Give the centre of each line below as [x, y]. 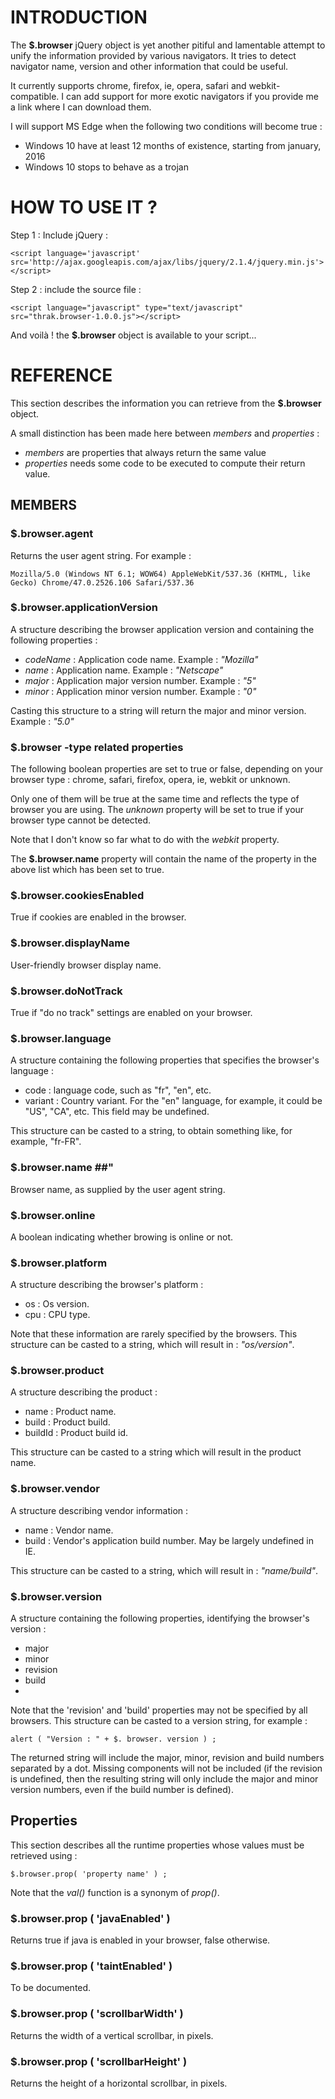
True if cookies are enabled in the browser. [98, 917]
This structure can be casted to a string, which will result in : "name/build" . [164, 1570]
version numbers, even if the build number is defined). [122, 1790]
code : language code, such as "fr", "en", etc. [118, 1090]
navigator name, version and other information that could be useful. [149, 66]
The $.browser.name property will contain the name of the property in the [163, 859]
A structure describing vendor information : [99, 1510]
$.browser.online [53, 1215]
